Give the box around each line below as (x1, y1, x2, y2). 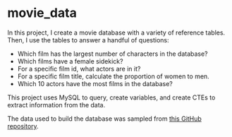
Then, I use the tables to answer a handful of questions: (7, 35, 169, 44)
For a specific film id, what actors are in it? (17, 64, 141, 73)
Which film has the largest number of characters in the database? (17, 49, 208, 58)
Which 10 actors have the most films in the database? (17, 79, 173, 88)
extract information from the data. (7, 100, 106, 109)
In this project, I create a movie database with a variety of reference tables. (7, 28, 226, 37)
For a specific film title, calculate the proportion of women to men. (17, 72, 209, 81)
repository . (7, 121, 39, 130)
